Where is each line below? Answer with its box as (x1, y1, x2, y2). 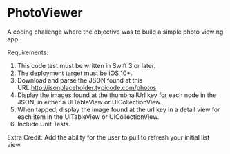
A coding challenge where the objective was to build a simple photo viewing (7, 27, 224, 36)
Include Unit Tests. (17, 120, 71, 128)
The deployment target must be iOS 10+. (17, 69, 133, 77)
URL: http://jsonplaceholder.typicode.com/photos (17, 83, 157, 91)
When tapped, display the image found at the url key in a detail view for (17, 105, 220, 113)
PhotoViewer (7, 5, 83, 21)
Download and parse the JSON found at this (17, 76, 143, 84)
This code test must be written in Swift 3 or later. (17, 61, 156, 69)
